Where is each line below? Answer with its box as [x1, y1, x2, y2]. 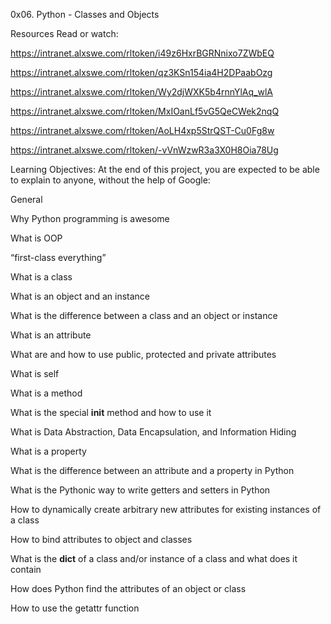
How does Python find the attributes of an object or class [10, 583, 247, 594]
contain [10, 564, 42, 575]
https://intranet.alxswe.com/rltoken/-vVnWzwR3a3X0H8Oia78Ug [10, 144, 279, 156]
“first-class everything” [10, 252, 107, 263]
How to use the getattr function [10, 602, 140, 614]
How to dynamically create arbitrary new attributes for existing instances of [10, 504, 322, 515]
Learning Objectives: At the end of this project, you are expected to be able [10, 164, 320, 175]
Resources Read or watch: [10, 28, 119, 39]
